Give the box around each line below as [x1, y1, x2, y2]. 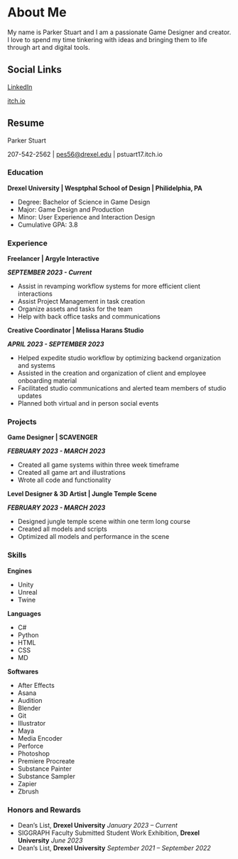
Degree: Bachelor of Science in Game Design [17, 197, 151, 206]
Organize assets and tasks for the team [17, 304, 133, 314]
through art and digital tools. [7, 43, 90, 51]
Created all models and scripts [17, 525, 108, 533]
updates [17, 391, 43, 400]
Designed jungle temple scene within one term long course [17, 518, 190, 526]
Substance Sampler [17, 771, 76, 781]
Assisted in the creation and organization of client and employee [17, 369, 207, 378]
